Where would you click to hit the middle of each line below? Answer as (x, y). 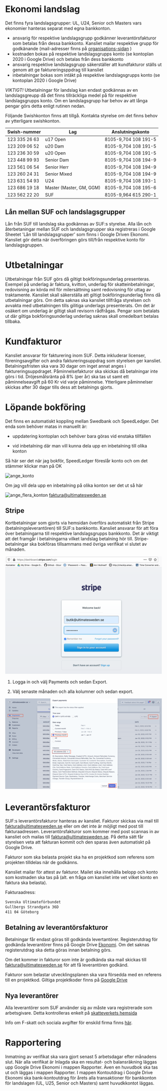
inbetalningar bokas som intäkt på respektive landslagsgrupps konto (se (86, 75)
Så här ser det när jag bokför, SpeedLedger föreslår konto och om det (77, 460)
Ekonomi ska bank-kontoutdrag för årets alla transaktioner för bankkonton (81, 1078)
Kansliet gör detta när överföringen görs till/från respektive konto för (75, 240)
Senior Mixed (58, 174)
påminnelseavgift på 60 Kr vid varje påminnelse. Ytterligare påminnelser (79, 382)
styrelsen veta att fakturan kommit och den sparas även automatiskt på (78, 842)
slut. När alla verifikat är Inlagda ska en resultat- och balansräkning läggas (81, 1062)
